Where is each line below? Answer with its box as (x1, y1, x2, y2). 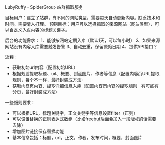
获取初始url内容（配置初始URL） (12, 64, 78, 70)
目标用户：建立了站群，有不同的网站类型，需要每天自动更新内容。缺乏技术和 (5, 15, 160, 21)
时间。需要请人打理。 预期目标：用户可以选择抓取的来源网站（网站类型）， (5, 21, 155, 27)
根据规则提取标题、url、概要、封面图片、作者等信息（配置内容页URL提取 (12, 71, 160, 76)
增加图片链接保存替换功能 (12, 128, 64, 134)
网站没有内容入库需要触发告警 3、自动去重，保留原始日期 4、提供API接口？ (5, 44, 158, 49)
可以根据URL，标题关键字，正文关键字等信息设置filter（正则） (12, 110, 138, 116)
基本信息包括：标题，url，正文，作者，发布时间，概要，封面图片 (12, 135, 142, 140)
